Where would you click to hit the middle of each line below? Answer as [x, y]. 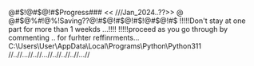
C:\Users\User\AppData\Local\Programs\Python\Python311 [105, 46]
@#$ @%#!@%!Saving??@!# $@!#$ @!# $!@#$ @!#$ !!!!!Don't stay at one [127, 21]
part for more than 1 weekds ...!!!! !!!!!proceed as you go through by [118, 29]
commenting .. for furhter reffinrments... [74, 37]
